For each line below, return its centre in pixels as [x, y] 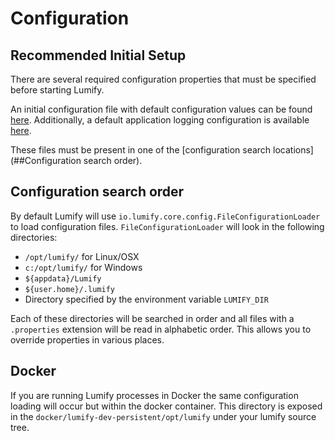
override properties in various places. [87, 339]
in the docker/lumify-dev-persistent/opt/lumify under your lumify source [163, 416]
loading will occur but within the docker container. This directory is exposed [166, 406]
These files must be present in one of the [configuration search [141, 150]
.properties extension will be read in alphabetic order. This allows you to [161, 329]
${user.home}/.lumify [69, 289]
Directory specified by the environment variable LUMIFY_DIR [146, 299]
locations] [293, 150]
